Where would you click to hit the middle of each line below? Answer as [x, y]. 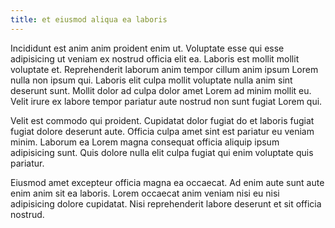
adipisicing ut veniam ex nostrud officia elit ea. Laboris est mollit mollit [155, 58]
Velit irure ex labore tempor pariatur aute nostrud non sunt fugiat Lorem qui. [166, 101]
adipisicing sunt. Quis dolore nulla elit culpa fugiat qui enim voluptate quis [162, 152]
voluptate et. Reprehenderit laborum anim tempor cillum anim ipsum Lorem [164, 69]
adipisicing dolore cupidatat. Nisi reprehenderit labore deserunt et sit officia [166, 203]
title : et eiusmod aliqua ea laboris [89, 19]
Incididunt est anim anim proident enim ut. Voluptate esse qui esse [147, 48]
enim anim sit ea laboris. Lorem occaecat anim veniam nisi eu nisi [145, 193]
